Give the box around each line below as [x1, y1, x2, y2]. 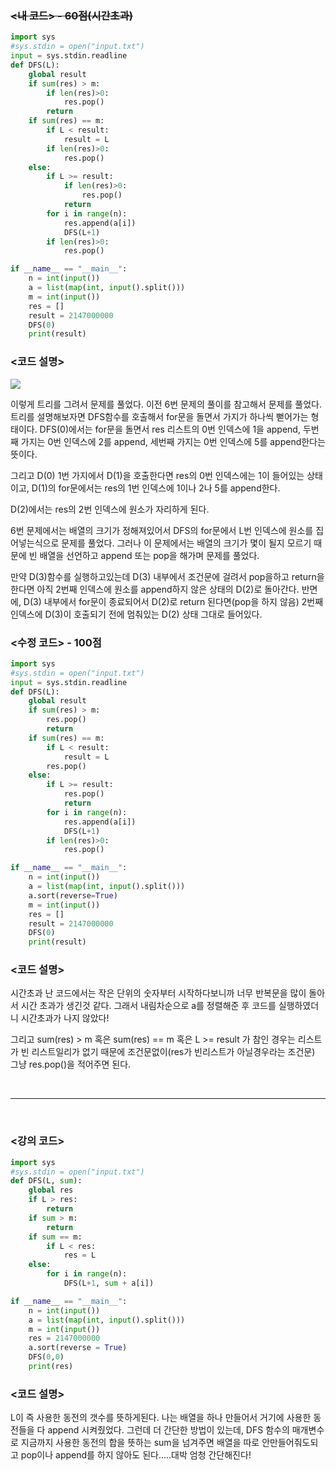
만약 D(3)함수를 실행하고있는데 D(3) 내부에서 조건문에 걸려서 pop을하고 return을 [10, 570, 325, 582]
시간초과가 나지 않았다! [20, 1012, 110, 1024]
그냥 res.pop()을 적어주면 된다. [10, 1058, 132, 1071]
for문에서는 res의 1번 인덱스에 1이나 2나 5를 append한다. [58, 482, 281, 494]
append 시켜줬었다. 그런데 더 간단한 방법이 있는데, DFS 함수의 [47, 1424, 290, 1436]
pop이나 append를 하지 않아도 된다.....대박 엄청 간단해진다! [20, 1449, 252, 1461]
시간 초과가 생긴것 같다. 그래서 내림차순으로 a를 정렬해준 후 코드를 [20, 1000, 277, 1012]
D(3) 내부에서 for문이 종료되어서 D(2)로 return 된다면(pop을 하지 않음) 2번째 [23, 595, 324, 607]
